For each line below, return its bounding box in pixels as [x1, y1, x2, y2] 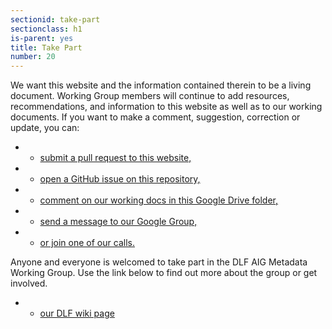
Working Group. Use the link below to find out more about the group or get [10, 267, 318, 279]
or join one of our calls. [39, 237, 135, 249]
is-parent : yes [10, 33, 74, 43]
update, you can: [10, 122, 80, 134]
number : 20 [10, 52, 56, 62]
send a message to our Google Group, [39, 216, 198, 228]
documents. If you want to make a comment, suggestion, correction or [10, 111, 301, 123]
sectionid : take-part [10, 14, 101, 25]
